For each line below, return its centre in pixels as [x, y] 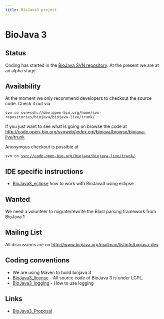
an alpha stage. [21, 70]
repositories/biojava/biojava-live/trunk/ [50, 117]
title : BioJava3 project [31, 10]
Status [16, 53]
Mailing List [24, 232]
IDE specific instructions [44, 171]
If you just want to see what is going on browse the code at [66, 126]
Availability [23, 87]
